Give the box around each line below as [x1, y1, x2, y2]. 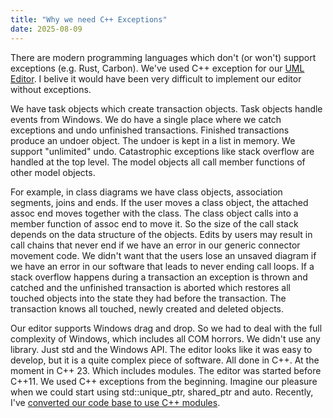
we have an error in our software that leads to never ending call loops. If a [10, 260, 315, 272]
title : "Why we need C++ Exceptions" [10, 14, 168, 25]
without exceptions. [10, 83, 92, 95]
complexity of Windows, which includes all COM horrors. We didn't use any [10, 332, 321, 345]
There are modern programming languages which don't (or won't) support [10, 51, 317, 63]
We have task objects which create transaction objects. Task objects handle [10, 102, 323, 115]
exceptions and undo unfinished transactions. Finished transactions [10, 124, 290, 136]
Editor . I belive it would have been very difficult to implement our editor [10, 72, 302, 85]
